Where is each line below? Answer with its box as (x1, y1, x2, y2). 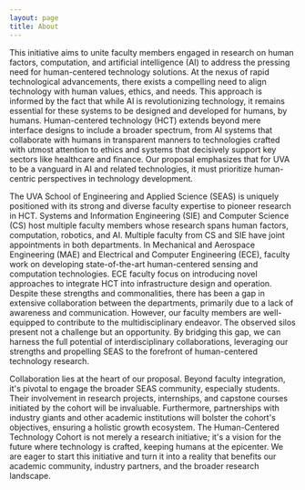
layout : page (9, 13, 59, 23)
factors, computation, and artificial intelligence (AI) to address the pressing (9, 57, 290, 68)
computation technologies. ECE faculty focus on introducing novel (9, 268, 258, 279)
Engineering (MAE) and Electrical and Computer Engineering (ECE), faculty (9, 248, 290, 260)
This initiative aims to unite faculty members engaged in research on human (9, 47, 294, 57)
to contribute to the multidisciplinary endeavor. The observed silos (46, 317, 296, 328)
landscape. (9, 470, 52, 481)
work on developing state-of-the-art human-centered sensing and (9, 258, 259, 269)
